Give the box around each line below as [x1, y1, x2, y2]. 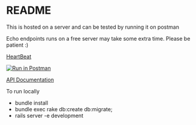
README [6, 4, 52, 17]
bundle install [14, 99, 49, 106]
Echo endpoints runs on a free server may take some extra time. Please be [6, 35, 191, 42]
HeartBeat [6, 53, 32, 60]
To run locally [6, 87, 40, 94]
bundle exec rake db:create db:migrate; [14, 105, 113, 112]
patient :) [6, 41, 29, 48]
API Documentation [6, 76, 54, 83]
